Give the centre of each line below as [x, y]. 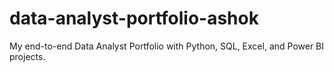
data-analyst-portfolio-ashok [134, 18]
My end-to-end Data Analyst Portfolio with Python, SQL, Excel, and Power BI [167, 46]
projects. [27, 56]
